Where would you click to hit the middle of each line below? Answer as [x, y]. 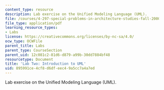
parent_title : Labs [25, 46]
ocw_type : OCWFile [24, 41]
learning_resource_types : [31, 28]
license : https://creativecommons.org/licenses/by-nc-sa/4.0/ [70, 37]
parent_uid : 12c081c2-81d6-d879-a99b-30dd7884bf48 [58, 55]
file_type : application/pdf [34, 23]
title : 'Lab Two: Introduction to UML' [46, 64]
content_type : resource [29, 9]
